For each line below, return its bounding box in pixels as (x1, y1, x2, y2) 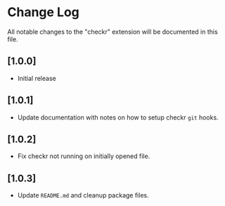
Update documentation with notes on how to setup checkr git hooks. (17, 113, 219, 122)
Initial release (17, 74, 56, 82)
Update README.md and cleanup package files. (17, 191, 149, 200)
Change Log (7, 4, 79, 20)
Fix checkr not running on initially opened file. (17, 152, 150, 160)
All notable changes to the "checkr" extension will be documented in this (7, 27, 218, 36)
